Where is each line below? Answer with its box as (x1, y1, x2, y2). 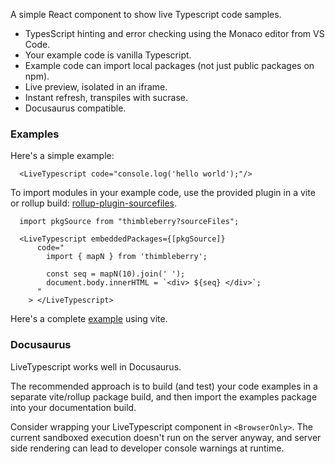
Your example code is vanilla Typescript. (24, 49, 192, 61)
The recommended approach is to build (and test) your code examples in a (10, 380, 318, 392)
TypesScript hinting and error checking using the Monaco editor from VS (24, 28, 325, 39)
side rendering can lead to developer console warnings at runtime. (10, 442, 285, 454)
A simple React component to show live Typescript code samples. (10, 9, 282, 20)
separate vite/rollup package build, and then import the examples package (10, 390, 318, 403)
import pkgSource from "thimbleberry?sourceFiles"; (19, 217, 240, 227)
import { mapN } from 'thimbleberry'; (46, 252, 208, 262)
